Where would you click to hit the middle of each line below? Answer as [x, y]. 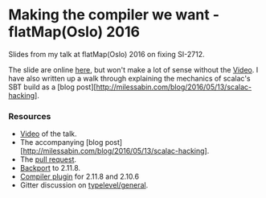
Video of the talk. [49, 134]
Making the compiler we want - [114, 15]
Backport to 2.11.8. [50, 168]
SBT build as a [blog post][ [52, 87]
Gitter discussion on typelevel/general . [84, 185]
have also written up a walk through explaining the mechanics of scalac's [129, 78]
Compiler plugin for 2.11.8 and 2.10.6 [79, 177]
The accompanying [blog [61, 142]
